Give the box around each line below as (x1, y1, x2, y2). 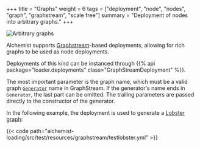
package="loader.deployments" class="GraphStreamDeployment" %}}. (6, 66, 186, 73)
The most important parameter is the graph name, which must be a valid (6, 78, 188, 85)
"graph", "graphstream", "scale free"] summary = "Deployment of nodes (6, 12, 188, 19)
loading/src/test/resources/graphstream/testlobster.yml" (6, 134, 149, 141)
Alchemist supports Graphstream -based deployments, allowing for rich (6, 42, 185, 49)
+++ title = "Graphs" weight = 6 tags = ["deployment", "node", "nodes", (6, 5, 186, 12)
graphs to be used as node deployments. (6, 48, 110, 55)
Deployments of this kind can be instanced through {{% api (6, 60, 155, 67)
